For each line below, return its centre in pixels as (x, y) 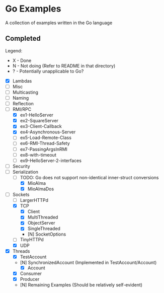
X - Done (22, 60)
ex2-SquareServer (39, 121)
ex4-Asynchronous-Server (48, 132)
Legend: (14, 50)
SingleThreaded (44, 229)
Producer (30, 279)
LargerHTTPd (34, 200)
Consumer (31, 273)
